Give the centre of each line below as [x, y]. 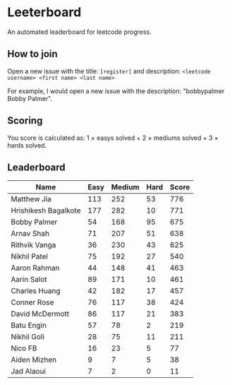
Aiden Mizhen [34, 360]
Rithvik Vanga [33, 245]
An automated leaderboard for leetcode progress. [79, 32]
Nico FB [24, 348]
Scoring [25, 121]
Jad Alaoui [29, 372]
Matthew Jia [31, 199]
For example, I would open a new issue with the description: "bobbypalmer [116, 91]
